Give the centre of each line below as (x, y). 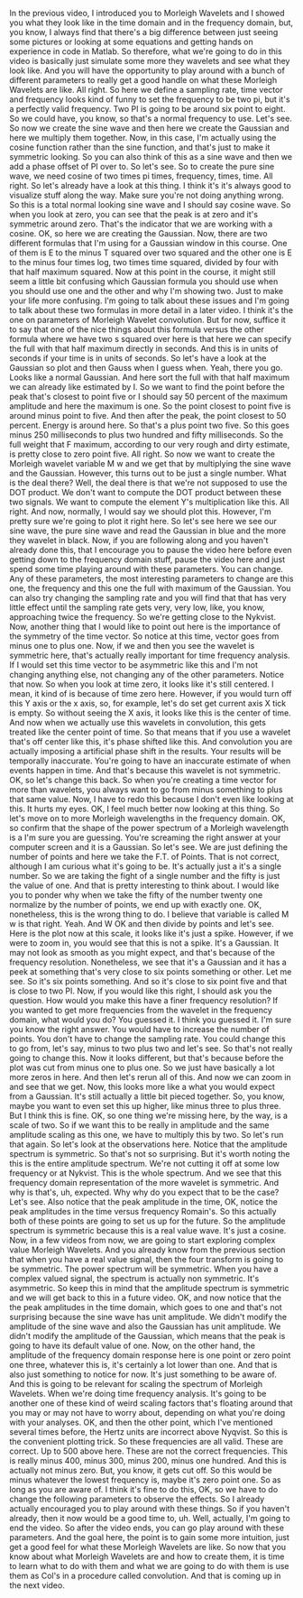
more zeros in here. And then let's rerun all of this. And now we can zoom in (150, 1077)
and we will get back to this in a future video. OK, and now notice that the (146, 1298)
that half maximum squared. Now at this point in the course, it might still (142, 272)
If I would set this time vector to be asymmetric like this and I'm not (134, 665)
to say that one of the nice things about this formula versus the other (137, 329)
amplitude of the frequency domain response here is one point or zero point (150, 1355)
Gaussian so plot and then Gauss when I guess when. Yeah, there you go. (146, 368)
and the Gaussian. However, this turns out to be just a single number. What (148, 473)
